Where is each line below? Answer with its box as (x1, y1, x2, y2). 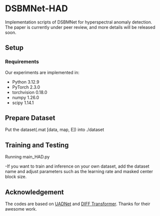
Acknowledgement (5, 188, 64, 196)
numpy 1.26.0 (12, 94, 39, 100)
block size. (5, 174, 27, 180)
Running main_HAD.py (5, 154, 50, 160)
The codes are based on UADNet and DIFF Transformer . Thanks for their (5, 201, 151, 207)
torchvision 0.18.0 (12, 89, 48, 95)
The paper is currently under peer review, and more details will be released (5, 24, 156, 30)
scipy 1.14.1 (12, 100, 34, 106)
